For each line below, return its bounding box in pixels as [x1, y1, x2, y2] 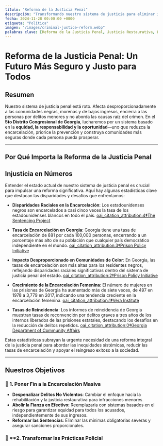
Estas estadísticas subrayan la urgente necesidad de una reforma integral [5, 337, 152, 343]
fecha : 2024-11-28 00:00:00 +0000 [5, 16, 75, 21]
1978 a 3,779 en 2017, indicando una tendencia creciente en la [12, 292, 136, 298]
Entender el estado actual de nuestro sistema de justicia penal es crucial [5, 183, 150, 189]
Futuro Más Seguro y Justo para [5, 61, 137, 72]
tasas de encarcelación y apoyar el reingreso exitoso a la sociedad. [5, 347, 140, 353]
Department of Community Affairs [12, 327, 80, 333]
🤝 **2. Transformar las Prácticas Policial [5, 434, 103, 441]
